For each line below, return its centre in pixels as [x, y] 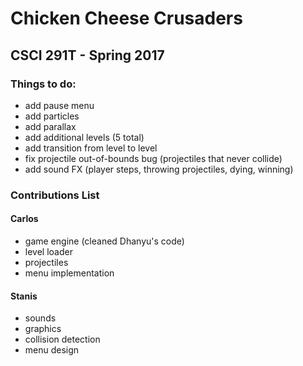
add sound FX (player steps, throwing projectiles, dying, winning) [159, 169]
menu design [52, 350]
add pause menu [59, 105]
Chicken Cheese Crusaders [126, 18]
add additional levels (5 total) [84, 137]
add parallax [50, 126]
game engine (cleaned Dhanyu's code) [104, 241]
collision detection [62, 339]
